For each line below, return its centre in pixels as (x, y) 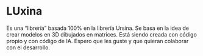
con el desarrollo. (28, 47)
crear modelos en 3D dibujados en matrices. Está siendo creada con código (101, 34)
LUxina (24, 11)
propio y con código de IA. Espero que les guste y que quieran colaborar (98, 41)
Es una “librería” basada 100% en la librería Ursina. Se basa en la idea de (98, 28)
